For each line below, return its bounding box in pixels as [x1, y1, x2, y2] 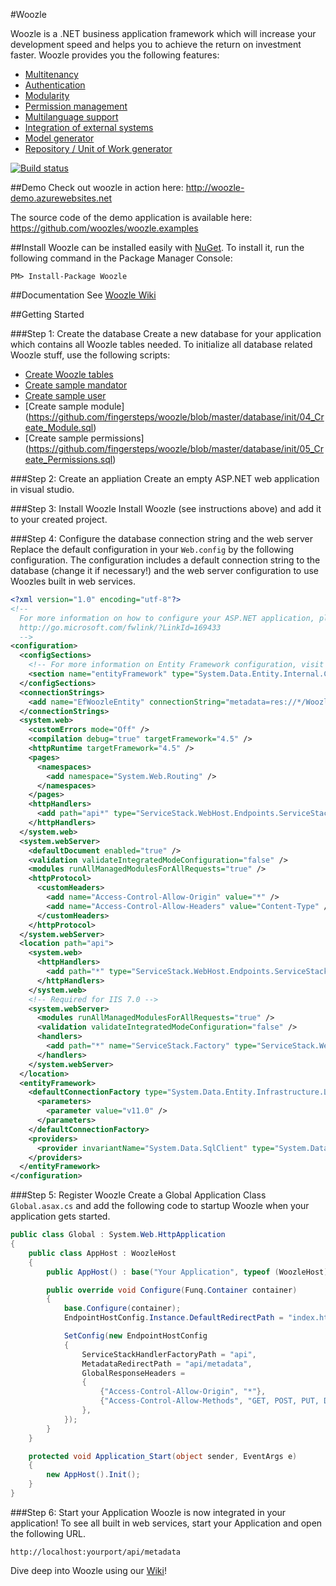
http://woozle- [185, 182, 245, 193]
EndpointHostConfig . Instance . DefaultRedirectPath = [63, 1313, 284, 1323]
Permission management [24, 100, 128, 112]
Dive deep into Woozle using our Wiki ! [10, 1564, 167, 1576]
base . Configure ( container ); [63, 1304, 182, 1314]
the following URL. [10, 1527, 87, 1539]
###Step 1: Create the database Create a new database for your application [10, 328, 322, 339]
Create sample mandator [24, 379, 128, 391]
